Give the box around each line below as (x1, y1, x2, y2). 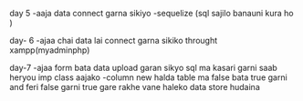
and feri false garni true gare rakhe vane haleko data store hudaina (9, 82, 260, 92)
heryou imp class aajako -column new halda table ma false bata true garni (9, 72, 287, 83)
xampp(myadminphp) (9, 45, 90, 56)
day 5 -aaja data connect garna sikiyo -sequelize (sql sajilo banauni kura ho (9, 8, 294, 18)
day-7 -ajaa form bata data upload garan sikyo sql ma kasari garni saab (9, 63, 278, 73)
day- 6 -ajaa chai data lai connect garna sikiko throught (9, 35, 218, 45)
